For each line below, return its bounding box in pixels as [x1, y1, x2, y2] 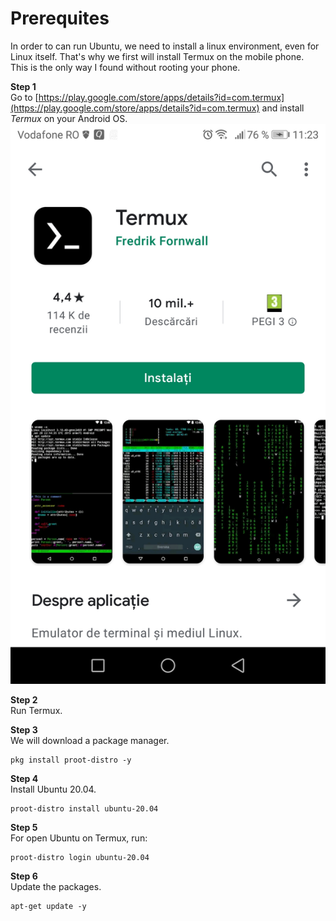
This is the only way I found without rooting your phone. [10, 61, 241, 73]
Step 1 [10, 80, 37, 92]
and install [261, 102, 305, 114]
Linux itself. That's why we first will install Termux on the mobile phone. [10, 50, 305, 62]
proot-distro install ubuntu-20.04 [10, 803, 159, 814]
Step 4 [10, 772, 39, 784]
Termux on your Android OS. [10, 112, 128, 124]
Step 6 [10, 870, 38, 882]
